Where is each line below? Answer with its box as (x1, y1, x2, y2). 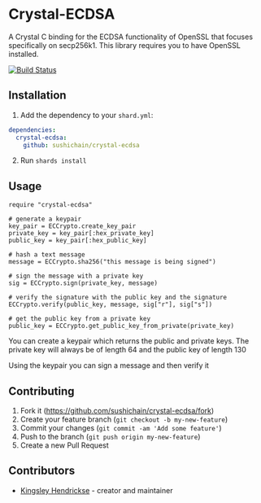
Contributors (8, 464, 76, 478)
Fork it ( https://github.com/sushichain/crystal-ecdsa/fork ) (20, 406, 215, 415)
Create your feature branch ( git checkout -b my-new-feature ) (20, 414, 228, 424)
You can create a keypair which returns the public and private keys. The (8, 336, 250, 346)
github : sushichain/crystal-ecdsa (23, 141, 140, 149)
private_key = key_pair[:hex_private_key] (8, 230, 154, 238)
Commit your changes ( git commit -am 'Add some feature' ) (20, 423, 222, 432)
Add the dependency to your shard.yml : (20, 110, 154, 120)
